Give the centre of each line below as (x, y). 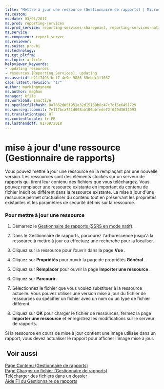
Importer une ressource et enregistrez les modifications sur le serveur (83, 318)
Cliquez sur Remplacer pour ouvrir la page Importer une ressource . (81, 269)
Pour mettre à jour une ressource (45, 215)
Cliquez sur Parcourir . (34, 278)
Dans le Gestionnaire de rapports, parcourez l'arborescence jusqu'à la (83, 235)
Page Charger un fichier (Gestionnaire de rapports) (56, 370)
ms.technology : (20, 50)
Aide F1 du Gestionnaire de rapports (41, 381)
